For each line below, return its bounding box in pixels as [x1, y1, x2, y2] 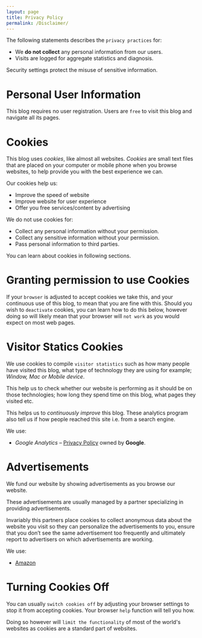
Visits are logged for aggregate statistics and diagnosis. [14, 55, 154, 62]
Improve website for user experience [14, 198, 107, 205]
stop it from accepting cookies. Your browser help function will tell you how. [6, 607, 195, 614]
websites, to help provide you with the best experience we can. [6, 168, 164, 175]
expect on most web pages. [6, 319, 75, 326]
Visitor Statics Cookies [6, 340, 124, 354]
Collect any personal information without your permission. [14, 228, 159, 235]
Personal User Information [6, 88, 141, 101]
